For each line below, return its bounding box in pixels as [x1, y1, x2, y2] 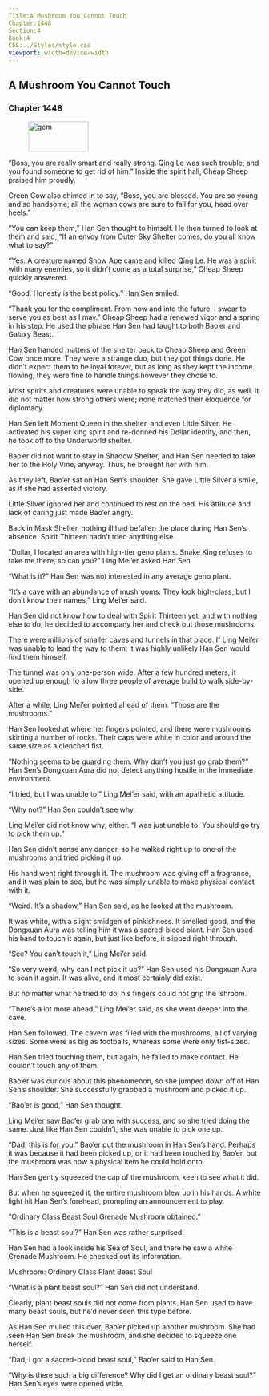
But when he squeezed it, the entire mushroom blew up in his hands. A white [8, 1188, 261, 1197]
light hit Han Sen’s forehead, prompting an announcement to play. [8, 1196, 225, 1206]
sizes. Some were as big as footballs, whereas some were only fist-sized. [8, 1036, 251, 1046]
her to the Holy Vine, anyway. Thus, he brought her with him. [8, 459, 209, 469]
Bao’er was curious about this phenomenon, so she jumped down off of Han [8, 1075, 259, 1086]
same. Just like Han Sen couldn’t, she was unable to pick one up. [8, 1124, 223, 1134]
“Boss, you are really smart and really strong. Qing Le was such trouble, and [8, 158, 259, 167]
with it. [8, 885, 30, 894]
